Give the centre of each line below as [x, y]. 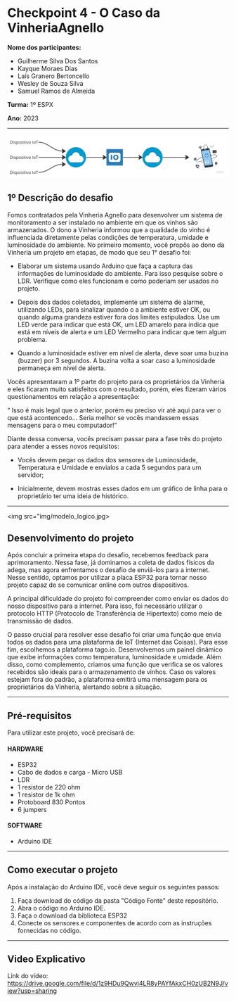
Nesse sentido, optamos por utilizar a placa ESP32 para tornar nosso [107, 578]
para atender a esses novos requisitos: [63, 446]
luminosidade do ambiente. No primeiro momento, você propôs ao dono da [116, 245]
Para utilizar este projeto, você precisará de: [71, 733]
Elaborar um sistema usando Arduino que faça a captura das [105, 266]
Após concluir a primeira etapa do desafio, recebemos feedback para [108, 555]
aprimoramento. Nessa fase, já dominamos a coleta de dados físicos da [111, 563]
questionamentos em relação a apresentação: [74, 396]
